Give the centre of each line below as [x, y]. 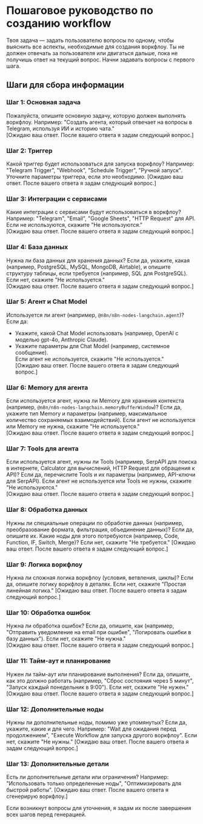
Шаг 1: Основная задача [43, 102]
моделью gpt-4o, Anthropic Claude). [62, 340]
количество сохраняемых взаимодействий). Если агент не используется [101, 420]
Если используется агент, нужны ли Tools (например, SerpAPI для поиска [101, 462]
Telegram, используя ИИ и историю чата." [61, 129]
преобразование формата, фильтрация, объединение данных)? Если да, [100, 529]
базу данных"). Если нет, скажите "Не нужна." [66, 639]
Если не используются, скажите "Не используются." [75, 225]
